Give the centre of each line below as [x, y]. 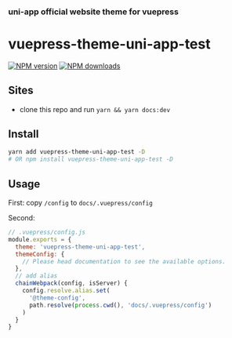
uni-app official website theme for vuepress [93, 12]
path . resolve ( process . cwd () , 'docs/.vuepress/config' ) [120, 305]
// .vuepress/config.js [47, 233]
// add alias [36, 276]
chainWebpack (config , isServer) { [71, 283]
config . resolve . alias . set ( [66, 291]
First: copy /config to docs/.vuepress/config [80, 203]
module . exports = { [40, 239]
